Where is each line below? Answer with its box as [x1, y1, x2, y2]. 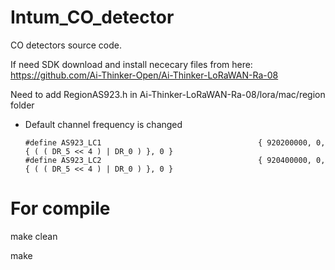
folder [10, 99, 35, 111]
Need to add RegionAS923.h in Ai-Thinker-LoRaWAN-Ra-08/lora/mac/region [10, 88, 326, 100]
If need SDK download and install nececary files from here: [10, 58, 253, 70]
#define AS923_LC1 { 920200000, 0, [24, 137, 326, 148]
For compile [10, 197, 111, 220]
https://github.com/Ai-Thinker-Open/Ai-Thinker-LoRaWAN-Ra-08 [10, 69, 279, 81]
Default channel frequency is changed [24, 118, 183, 130]
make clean [10, 230, 58, 242]
